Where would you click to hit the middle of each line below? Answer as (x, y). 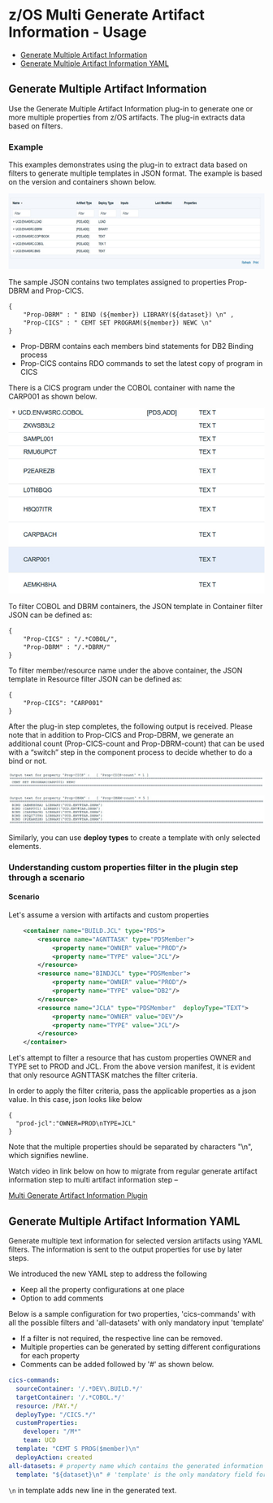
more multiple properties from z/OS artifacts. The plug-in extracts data (127, 117)
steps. (19, 1258)
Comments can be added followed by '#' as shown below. (117, 1365)
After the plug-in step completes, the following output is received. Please (131, 726)
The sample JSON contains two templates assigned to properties (117, 281)
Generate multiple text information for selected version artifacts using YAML (136, 1241)
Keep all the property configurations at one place (102, 1290)
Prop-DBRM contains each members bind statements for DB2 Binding (137, 346)
